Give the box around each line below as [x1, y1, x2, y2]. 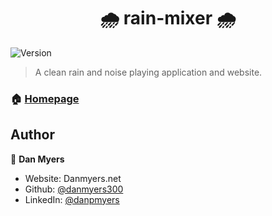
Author [10, 126, 55, 144]
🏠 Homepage [10, 91, 80, 105]
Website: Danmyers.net [24, 172, 122, 184]
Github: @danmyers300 [24, 183, 124, 195]
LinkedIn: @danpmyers [24, 193, 120, 205]
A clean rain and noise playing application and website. [34, 66, 263, 78]
